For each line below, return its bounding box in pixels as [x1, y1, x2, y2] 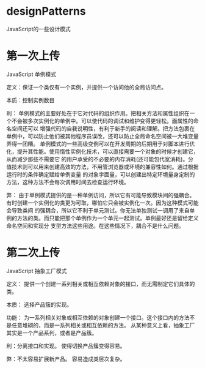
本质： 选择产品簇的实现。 [6, 301, 72, 308]
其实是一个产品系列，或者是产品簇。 [6, 329, 98, 336]
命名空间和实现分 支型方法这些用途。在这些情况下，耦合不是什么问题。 [6, 222, 184, 229]
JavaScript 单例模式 [6, 70, 57, 78]
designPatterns [6, 4, 87, 18]
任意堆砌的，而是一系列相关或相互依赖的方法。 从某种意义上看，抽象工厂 [11, 321, 195, 329]
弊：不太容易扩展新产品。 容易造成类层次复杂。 [6, 355, 126, 362]
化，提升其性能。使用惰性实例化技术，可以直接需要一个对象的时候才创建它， [6, 148, 199, 155]
